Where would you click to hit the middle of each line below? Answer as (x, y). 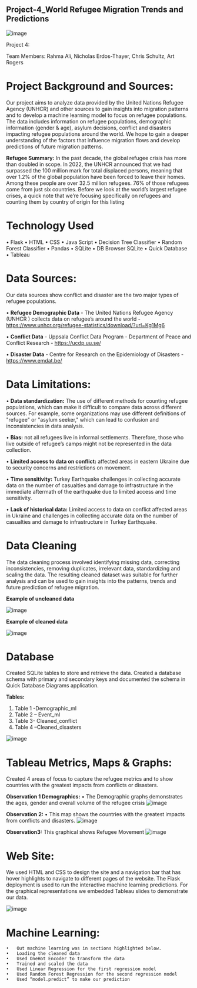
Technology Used (50, 225)
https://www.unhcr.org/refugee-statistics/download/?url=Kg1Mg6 (86, 325)
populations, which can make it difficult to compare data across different (94, 407)
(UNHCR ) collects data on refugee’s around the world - (74, 319)
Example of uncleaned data (40, 598)
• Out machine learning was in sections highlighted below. (84, 948)
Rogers (15, 62)
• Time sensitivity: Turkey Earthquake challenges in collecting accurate (94, 479)
